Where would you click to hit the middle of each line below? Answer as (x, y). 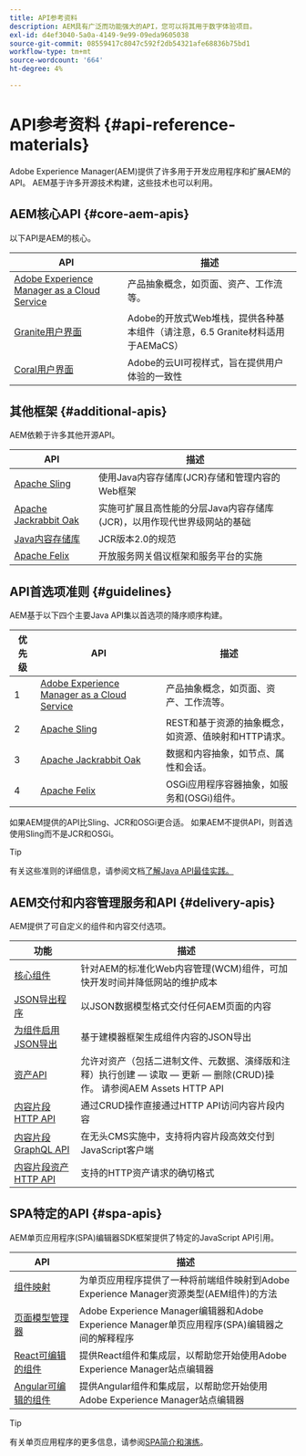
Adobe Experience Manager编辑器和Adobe (171, 1311)
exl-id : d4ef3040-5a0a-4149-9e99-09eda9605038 (99, 35)
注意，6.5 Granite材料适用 (229, 331)
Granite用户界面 (48, 331)
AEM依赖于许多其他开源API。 (65, 435)
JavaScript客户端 (117, 1150)
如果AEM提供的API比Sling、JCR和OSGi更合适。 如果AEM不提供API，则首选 (151, 822)
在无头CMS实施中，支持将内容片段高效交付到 (178, 1137)
